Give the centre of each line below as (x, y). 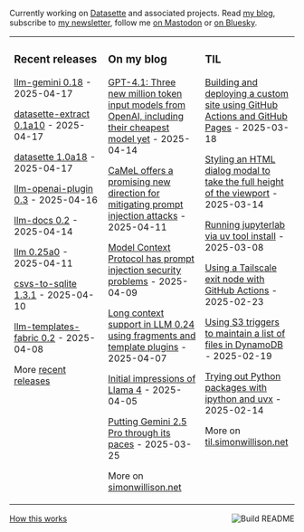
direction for (134, 193)
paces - (125, 444)
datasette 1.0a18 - (55, 157)
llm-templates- (47, 327)
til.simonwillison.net (247, 442)
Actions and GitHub (246, 116)
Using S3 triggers (242, 322)
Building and (231, 82)
